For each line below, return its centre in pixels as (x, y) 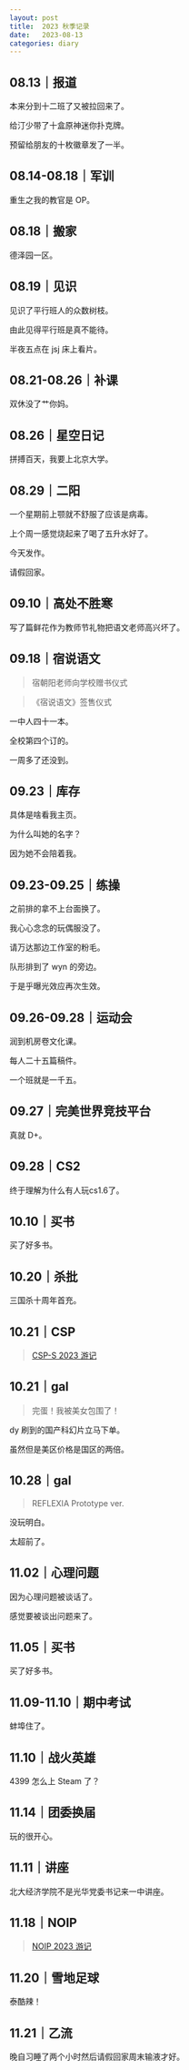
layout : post (34, 18)
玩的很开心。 (33, 1836)
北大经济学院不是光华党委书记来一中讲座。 (89, 1892)
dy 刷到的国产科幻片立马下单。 (67, 1430)
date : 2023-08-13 (46, 35)
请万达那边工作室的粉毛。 (57, 947)
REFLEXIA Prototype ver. (78, 1503)
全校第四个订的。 (41, 740)
